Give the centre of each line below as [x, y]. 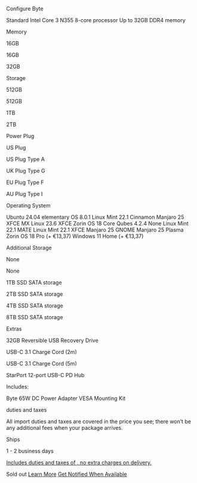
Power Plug [20, 136]
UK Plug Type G [26, 171]
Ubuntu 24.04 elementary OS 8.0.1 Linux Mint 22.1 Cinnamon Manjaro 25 [95, 217]
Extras [14, 329]
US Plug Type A [25, 159]
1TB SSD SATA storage [34, 282]
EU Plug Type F [25, 182]
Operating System [28, 205]
